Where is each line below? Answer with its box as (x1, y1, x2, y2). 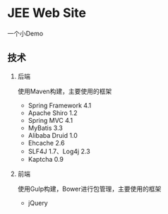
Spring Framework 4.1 (28, 101, 92, 109)
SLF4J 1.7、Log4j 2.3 (28, 147, 90, 155)
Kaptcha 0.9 (28, 155, 64, 163)
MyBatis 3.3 (28, 124, 64, 132)
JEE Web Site (7, 5, 87, 21)
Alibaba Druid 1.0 (28, 131, 78, 139)
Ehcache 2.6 (28, 138, 65, 147)
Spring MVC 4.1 (28, 116, 73, 124)
